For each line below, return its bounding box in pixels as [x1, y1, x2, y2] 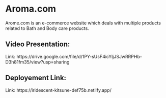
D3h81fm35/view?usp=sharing [5, 59, 70, 65]
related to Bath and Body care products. [5, 25, 89, 31]
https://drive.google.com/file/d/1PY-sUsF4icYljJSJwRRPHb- [16, 53, 143, 59]
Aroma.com [5, 3, 57, 15]
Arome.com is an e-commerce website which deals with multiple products [5, 20, 161, 26]
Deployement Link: [5, 74, 67, 82]
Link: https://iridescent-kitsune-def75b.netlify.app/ [5, 87, 112, 93]
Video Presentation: [5, 40, 70, 49]
